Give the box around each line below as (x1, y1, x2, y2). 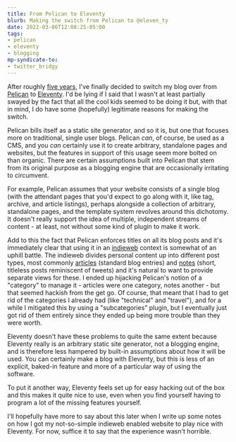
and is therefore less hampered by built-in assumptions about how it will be (7, 347, 225, 355)
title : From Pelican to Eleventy (7, 10, 106, 18)
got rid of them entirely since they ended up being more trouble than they (7, 311, 221, 319)
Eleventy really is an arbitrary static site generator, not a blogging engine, (7, 340, 220, 348)
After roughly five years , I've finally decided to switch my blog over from (7, 82, 217, 90)
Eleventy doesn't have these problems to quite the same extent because (7, 332, 217, 340)
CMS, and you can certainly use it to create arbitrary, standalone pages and (7, 141, 228, 149)
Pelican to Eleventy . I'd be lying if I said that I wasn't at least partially (7, 90, 206, 98)
